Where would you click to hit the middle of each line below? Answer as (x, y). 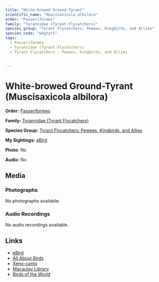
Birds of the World (31, 274)
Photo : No (16, 150)
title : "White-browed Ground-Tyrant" (45, 10)
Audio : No (16, 160)
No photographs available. (33, 201)
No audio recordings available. (37, 225)
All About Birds (28, 258)
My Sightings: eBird (26, 140)
